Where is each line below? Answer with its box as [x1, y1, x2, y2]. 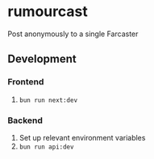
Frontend [7, 76, 44, 88]
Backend [7, 115, 44, 126]
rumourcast [7, 2, 88, 21]
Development [7, 52, 77, 66]
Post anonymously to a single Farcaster [7, 29, 139, 39]
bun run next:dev [19, 96, 78, 104]
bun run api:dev [19, 143, 74, 151]
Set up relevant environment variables [19, 132, 146, 142]
